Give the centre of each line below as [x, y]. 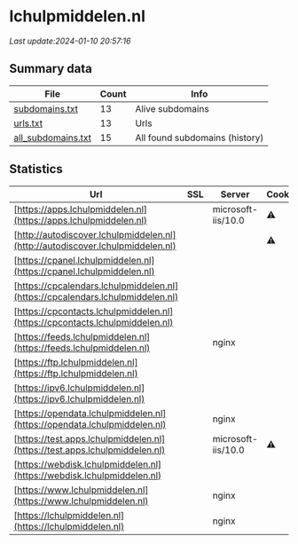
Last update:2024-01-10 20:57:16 [70, 41]
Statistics [36, 169]
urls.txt [28, 123]
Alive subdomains [173, 108]
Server [235, 194]
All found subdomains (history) [200, 138]
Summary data [51, 69]
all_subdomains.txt [52, 138]
